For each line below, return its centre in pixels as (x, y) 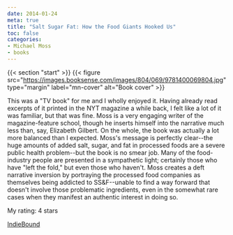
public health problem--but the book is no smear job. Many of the (102, 152)
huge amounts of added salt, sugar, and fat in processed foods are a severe (116, 145)
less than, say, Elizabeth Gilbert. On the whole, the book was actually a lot (113, 130)
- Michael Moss (29, 46)
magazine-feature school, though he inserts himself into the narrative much (116, 123)
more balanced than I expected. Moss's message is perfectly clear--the (110, 137)
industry (19, 160)
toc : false (23, 33)
